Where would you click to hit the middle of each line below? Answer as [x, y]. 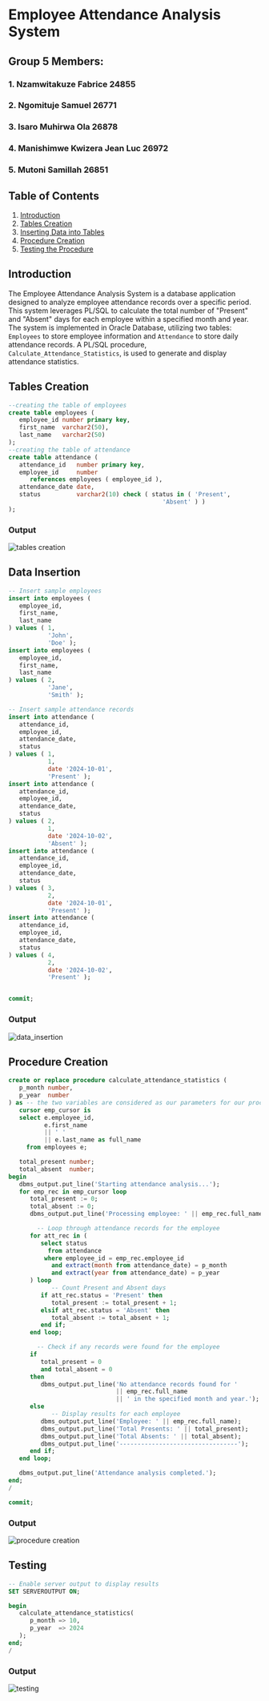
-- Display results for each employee [116, 1414]
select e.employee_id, [56, 1117]
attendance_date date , [56, 487]
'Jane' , [60, 688]
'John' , [60, 636]
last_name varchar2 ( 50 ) [62, 435]
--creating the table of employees [68, 405]
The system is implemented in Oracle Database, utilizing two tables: [120, 327]
